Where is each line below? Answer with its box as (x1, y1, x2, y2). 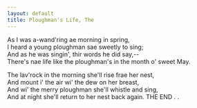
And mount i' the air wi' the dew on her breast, (7, 78, 140, 86)
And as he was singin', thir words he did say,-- (7, 50, 140, 58)
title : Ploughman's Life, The (7, 17, 95, 23)
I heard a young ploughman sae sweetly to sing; (7, 43, 144, 51)
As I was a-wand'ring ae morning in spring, (7, 35, 130, 43)
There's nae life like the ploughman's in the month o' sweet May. (7, 57, 191, 65)
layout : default (7, 10, 54, 17)
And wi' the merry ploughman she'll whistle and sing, (7, 85, 158, 94)
